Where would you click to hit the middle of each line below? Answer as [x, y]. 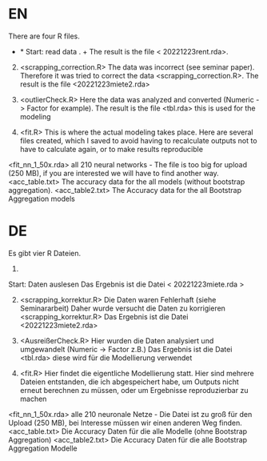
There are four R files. [44, 36]
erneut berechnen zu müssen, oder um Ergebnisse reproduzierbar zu [134, 390]
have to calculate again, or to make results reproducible [112, 149]
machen [33, 399]
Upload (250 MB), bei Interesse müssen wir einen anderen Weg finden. [125, 423]
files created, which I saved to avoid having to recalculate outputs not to [138, 140]
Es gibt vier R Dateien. [45, 253]
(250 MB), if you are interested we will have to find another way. [114, 173]
